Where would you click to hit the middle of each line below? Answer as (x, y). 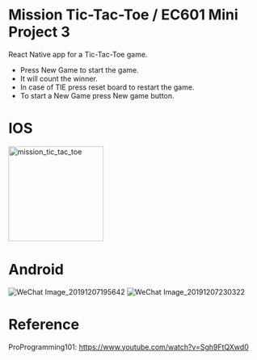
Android (36, 270)
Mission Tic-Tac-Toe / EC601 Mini (123, 15)
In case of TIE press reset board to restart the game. (107, 87)
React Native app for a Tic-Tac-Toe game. (78, 54)
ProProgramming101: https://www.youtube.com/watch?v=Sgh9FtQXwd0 (128, 347)
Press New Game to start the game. (79, 69)
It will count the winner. (59, 78)
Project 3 (39, 32)
